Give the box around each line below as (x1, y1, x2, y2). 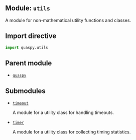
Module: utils (5, 4, 50, 12)
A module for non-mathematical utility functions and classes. (5, 17, 131, 23)
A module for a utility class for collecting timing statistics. (12, 129, 131, 135)
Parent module (5, 58, 52, 67)
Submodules (5, 86, 46, 95)
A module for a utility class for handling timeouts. (12, 109, 114, 115)
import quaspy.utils (5, 45, 49, 50)
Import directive (5, 32, 57, 40)
